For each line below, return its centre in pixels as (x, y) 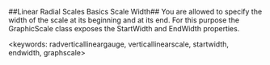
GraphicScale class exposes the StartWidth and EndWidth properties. (124, 28)
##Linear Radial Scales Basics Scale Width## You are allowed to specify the (135, 12)
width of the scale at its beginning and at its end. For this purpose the (124, 20)
